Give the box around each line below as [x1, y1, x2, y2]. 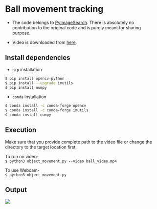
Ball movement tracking [5, 3, 104, 15]
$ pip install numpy [5, 85, 47, 90]
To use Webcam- [5, 167, 40, 173]
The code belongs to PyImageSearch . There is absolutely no [12, 20, 135, 25]
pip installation [12, 66, 43, 72]
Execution [5, 126, 37, 134]
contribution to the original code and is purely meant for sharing [12, 24, 141, 30]
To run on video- [5, 153, 39, 159]
